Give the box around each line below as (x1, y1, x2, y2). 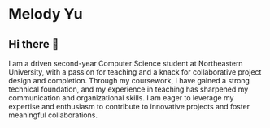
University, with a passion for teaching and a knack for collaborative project (8, 67, 262, 77)
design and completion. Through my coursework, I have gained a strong (8, 76, 250, 85)
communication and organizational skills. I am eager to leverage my (8, 93, 234, 102)
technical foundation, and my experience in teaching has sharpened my (8, 84, 249, 94)
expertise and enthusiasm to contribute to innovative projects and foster (8, 102, 250, 111)
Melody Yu (8, 5, 83, 23)
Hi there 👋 (8, 37, 59, 51)
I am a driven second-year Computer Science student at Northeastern (8, 58, 243, 68)
